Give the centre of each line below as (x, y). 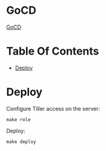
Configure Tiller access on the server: (53, 108)
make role (19, 120)
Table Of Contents (53, 51)
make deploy (21, 141)
